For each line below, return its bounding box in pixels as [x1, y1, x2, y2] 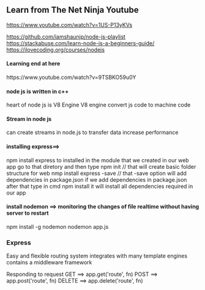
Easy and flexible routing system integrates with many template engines [6, 252, 188, 259]
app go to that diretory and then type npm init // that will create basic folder [6, 163, 196, 170]
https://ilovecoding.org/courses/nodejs [6, 46, 105, 53]
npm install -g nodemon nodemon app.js [6, 223, 109, 230]
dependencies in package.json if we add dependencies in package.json [6, 176, 187, 183]
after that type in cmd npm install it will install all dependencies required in [6, 182, 193, 190]
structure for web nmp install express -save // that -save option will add [6, 169, 187, 177]
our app [6, 189, 26, 196]
